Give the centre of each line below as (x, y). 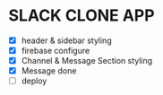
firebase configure (56, 51)
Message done (49, 71)
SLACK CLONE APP (81, 16)
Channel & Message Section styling (87, 61)
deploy (34, 81)
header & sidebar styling (67, 40)
